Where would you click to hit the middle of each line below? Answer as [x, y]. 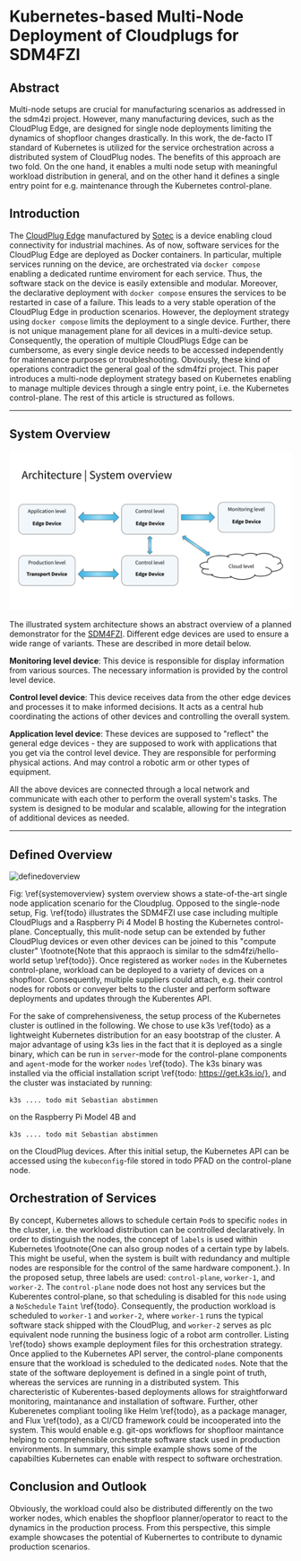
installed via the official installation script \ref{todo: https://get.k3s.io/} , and [148, 1073]
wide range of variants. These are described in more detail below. [130, 644]
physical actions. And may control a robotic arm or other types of [129, 763]
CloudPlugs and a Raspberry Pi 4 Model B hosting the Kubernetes [131, 922]
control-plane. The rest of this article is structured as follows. [122, 398]
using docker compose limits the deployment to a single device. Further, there [150, 321]
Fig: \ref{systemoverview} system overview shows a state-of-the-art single [148, 893]
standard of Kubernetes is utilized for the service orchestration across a [142, 147]
